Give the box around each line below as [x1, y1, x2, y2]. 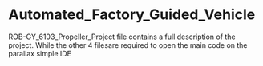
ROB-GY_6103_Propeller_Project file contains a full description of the [8, 32, 236, 41]
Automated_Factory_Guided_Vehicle [8, 6, 256, 24]
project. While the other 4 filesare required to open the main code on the [8, 40, 248, 49]
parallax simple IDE [8, 49, 72, 58]
